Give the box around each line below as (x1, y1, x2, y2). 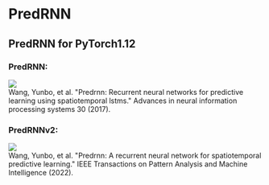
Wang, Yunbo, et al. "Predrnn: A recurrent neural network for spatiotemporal (8, 150, 262, 161)
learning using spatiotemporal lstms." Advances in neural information (8, 96, 238, 105)
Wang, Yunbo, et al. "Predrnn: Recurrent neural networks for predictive (8, 87, 244, 97)
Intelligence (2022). (8, 168, 74, 178)
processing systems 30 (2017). (8, 104, 111, 113)
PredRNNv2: (8, 124, 59, 135)
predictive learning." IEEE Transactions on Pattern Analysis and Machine (8, 159, 248, 169)
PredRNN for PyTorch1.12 (8, 37, 136, 51)
